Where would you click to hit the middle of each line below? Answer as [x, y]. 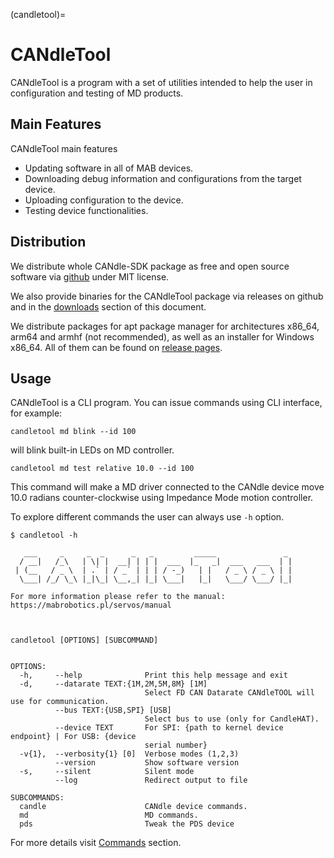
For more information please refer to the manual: [118, 597]
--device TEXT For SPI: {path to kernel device [169, 728]
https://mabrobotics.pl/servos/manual [91, 605]
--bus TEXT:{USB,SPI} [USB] [113, 710]
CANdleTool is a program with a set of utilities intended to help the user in [161, 82]
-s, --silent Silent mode [107, 772]
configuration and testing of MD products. [97, 93]
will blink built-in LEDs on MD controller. [92, 450]
